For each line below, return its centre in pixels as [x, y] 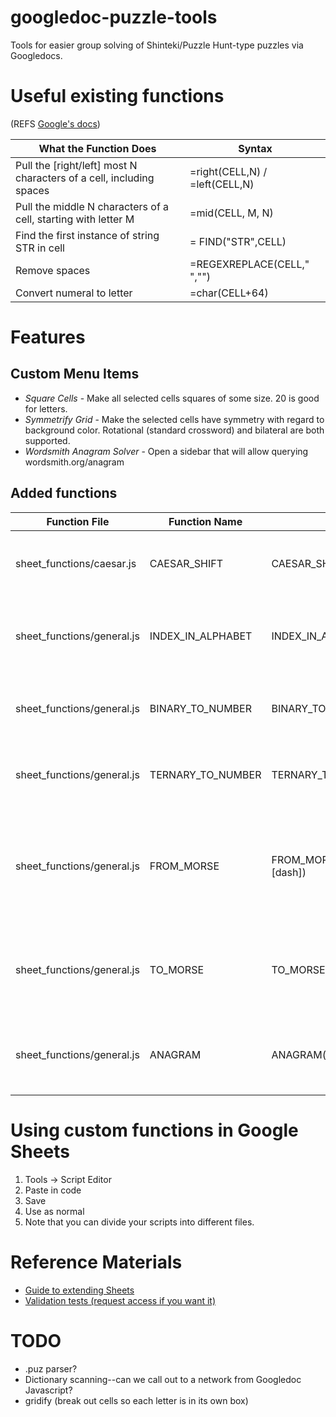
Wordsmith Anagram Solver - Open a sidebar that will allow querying [166, 451]
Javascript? [48, 1390]
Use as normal [54, 1211]
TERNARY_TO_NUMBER [205, 774]
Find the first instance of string [87, 235]
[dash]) [289, 872]
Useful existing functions [117, 96]
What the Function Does [97, 148]
